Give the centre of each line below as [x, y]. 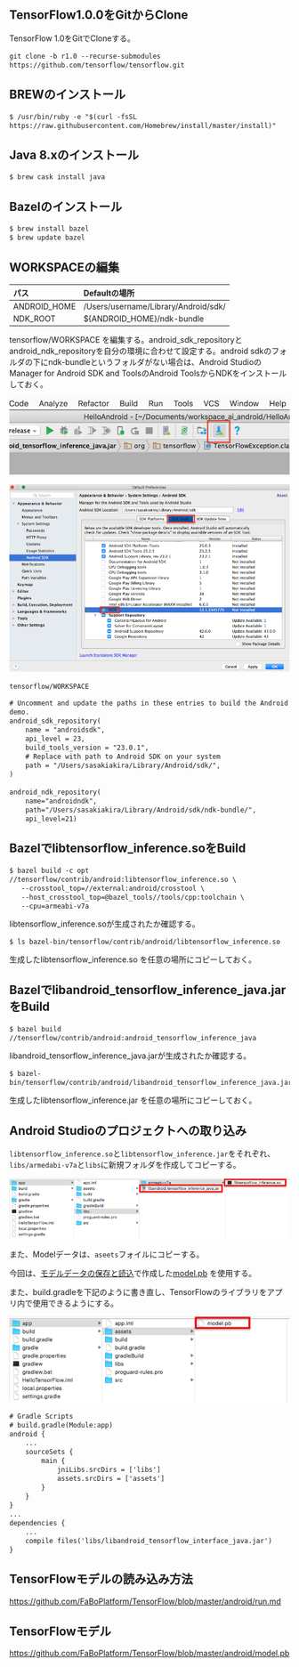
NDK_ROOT [34, 319]
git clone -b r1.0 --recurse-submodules [85, 56]
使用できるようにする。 [75, 1303]
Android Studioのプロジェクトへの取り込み [128, 1131]
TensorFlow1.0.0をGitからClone [99, 15]
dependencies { [37, 1523]
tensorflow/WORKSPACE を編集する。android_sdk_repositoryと [126, 339]
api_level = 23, [56, 739]
